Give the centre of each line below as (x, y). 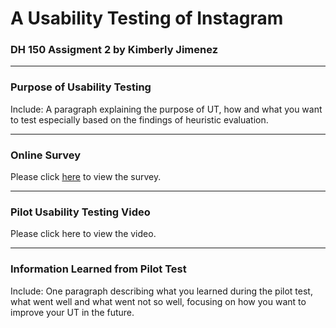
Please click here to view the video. (83, 234)
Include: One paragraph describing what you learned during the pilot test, (161, 291)
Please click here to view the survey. (86, 177)
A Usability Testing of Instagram (147, 18)
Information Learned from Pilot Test (98, 269)
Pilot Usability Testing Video (80, 212)
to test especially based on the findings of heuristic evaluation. (139, 119)
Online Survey (46, 155)
